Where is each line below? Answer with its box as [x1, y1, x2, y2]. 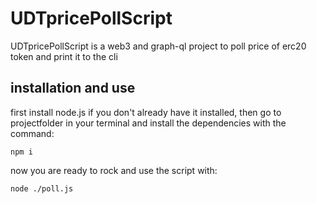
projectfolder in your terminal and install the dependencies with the [10, 117, 287, 129]
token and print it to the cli [10, 50, 118, 62]
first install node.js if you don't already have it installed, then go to [10, 106, 282, 118]
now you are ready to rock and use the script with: [10, 164, 218, 176]
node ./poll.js [10, 183, 74, 194]
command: [10, 127, 55, 139]
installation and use [10, 80, 136, 97]
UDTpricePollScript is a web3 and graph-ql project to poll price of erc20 [10, 40, 307, 52]
